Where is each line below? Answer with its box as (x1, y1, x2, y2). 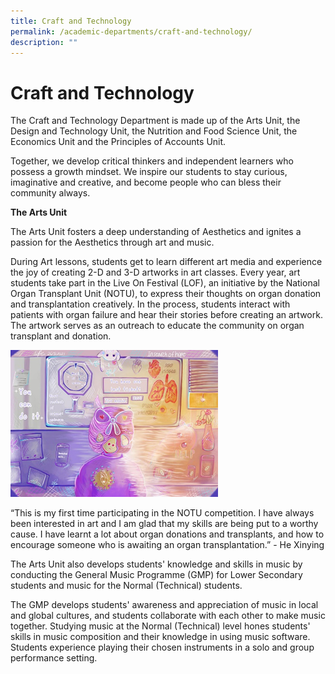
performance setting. (10, 652, 98, 664)
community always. (10, 187, 91, 199)
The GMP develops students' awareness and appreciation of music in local (10, 599, 319, 611)
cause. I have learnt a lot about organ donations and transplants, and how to (10, 528, 325, 540)
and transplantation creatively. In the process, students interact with (10, 298, 291, 310)
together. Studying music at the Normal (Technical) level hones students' (10, 620, 311, 632)
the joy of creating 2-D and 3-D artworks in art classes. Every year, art (10, 266, 301, 279)
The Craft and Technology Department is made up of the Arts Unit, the (10, 115, 301, 127)
